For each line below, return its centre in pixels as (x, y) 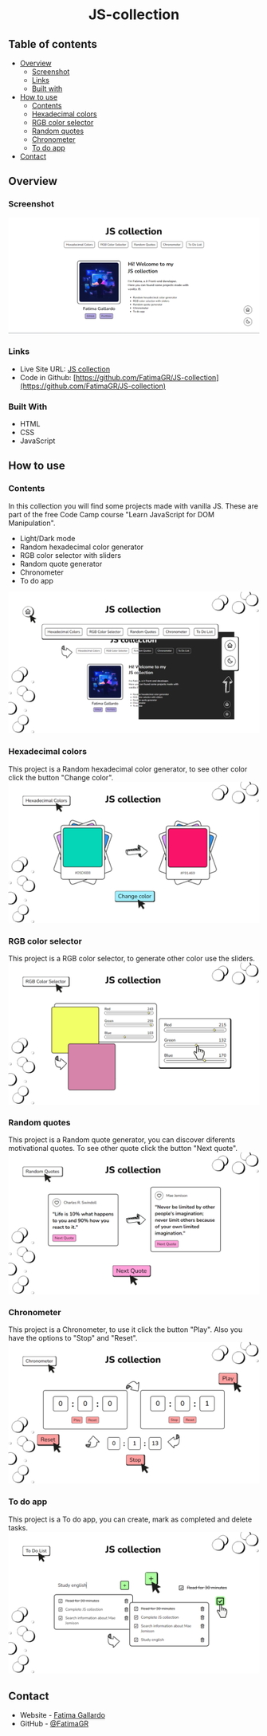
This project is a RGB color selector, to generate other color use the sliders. (132, 959)
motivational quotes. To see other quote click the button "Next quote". (123, 1149)
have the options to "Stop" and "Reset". (73, 1337)
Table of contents (53, 44)
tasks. (18, 1527)
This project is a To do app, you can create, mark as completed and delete (130, 1519)
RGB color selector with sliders (71, 555)
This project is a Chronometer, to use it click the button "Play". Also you (126, 1329)
